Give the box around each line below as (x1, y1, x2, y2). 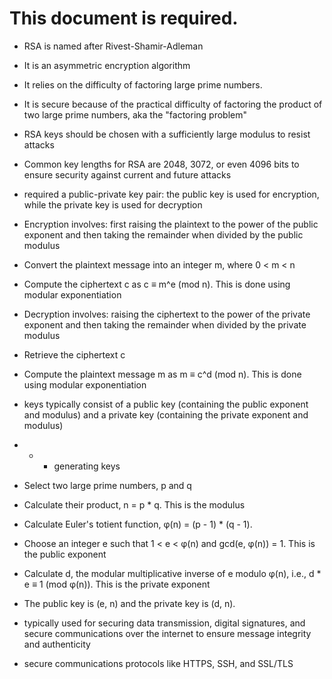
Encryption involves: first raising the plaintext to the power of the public (23, 218, 319, 230)
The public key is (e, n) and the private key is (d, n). (23, 597, 236, 609)
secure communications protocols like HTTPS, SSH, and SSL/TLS (23, 657, 294, 669)
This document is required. (9, 7, 239, 30)
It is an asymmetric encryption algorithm (23, 59, 191, 71)
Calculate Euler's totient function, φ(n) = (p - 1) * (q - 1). (23, 518, 253, 530)
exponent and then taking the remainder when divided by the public (23, 228, 304, 241)
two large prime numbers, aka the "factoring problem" (23, 108, 247, 121)
